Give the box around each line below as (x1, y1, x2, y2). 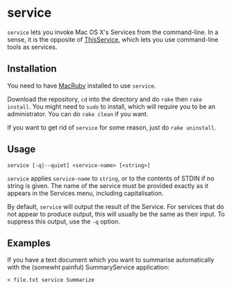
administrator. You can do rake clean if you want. (7, 109, 149, 118)
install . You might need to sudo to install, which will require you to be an (7, 102, 215, 111)
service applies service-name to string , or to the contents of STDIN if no (7, 174, 215, 182)
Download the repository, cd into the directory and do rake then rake (7, 95, 203, 103)
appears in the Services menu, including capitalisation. (7, 189, 164, 197)
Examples (7, 237, 51, 249)
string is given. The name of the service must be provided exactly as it (7, 181, 208, 189)
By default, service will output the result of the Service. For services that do (7, 202, 224, 210)
